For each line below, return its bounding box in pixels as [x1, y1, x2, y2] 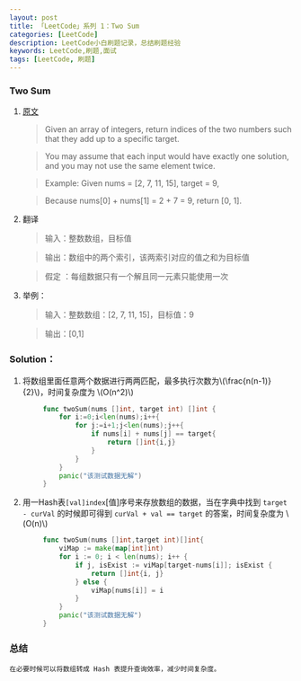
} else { [75, 577, 108, 587]
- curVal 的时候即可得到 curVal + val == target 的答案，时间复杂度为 [22, 509, 285, 519]
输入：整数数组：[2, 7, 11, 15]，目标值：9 [44, 309, 195, 320]
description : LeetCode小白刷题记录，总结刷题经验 [9, 38, 181, 48]
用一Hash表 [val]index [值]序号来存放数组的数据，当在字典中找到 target [22, 497, 288, 508]
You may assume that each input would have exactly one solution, [44, 151, 289, 162]
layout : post [9, 13, 58, 22]
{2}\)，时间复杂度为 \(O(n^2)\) [22, 386, 134, 397]
